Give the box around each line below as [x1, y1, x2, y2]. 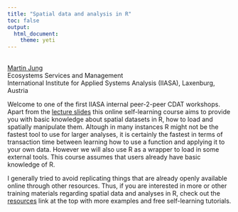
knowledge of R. [7, 160, 55, 169]
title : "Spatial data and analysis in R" [7, 10, 132, 18]
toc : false [7, 17, 40, 24]
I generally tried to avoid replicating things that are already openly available [7, 174, 227, 183]
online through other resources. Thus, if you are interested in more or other [7, 182, 227, 190]
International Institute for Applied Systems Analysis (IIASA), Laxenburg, [7, 79, 215, 87]
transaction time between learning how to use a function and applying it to [7, 138, 225, 146]
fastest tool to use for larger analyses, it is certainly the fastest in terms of [7, 130, 223, 139]
